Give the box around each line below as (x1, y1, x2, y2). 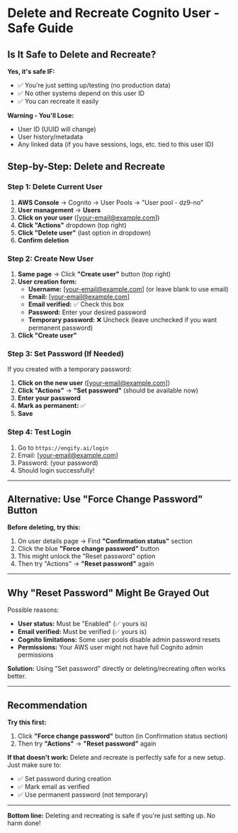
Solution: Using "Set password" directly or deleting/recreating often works (7, 665, 226, 673)
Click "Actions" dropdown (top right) (17, 220, 127, 229)
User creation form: (17, 277, 77, 286)
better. (7, 672, 27, 680)
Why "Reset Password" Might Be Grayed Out (7, 586, 210, 598)
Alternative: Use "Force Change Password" (7, 493, 203, 505)
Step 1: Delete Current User (7, 182, 103, 192)
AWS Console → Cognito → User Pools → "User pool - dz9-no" (17, 198, 204, 207)
